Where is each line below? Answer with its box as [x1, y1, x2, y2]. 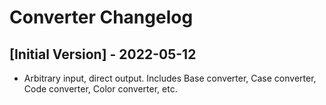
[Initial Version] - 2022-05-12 [9, 46, 197, 63]
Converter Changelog [9, 6, 194, 29]
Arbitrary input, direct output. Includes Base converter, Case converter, [23, 72, 317, 84]
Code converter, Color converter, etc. [23, 83, 178, 95]
